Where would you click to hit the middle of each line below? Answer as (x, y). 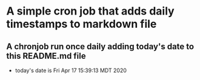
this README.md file (46, 56)
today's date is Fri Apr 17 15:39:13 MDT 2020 (71, 70)
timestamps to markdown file (82, 24)
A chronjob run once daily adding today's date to (100, 46)
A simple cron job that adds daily (90, 11)
